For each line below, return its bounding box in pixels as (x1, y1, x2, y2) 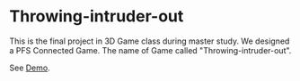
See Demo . (9, 62, 51, 73)
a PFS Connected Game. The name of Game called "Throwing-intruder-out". (9, 45, 292, 55)
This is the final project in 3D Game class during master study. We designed (9, 36, 290, 46)
